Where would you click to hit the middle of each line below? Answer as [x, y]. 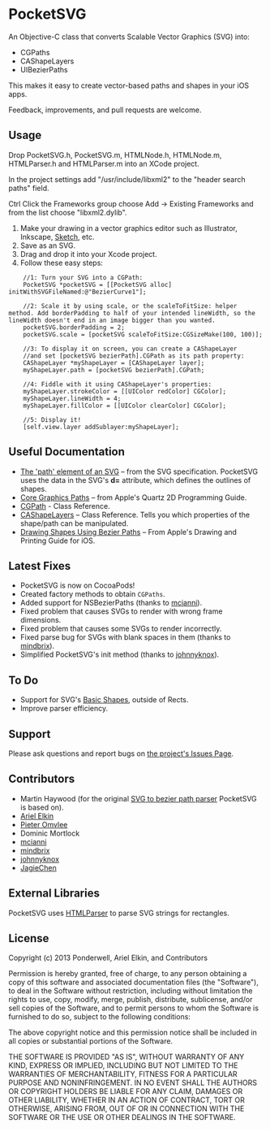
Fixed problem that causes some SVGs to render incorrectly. [121, 629]
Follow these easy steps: [62, 263]
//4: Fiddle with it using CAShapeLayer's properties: [118, 384]
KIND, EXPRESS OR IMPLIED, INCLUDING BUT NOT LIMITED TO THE [123, 1066]
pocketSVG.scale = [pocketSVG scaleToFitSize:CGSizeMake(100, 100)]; [143, 334]
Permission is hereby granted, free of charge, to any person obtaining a [128, 974]
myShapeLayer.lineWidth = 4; [72, 398]
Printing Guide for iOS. [58, 541]
